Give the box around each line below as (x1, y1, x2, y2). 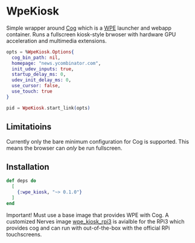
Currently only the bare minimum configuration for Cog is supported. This (6, 138, 189, 145)
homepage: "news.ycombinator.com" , (11, 60, 101, 66)
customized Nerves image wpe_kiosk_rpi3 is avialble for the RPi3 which (6, 218, 185, 225)
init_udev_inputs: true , (11, 65, 74, 72)
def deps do (6, 178, 36, 184)
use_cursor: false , (11, 83, 61, 89)
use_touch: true (11, 88, 53, 95)
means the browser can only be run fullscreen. (6, 144, 123, 151)
